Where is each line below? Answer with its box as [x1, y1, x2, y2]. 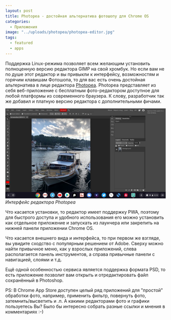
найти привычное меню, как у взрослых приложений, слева [5, 246, 137, 252]
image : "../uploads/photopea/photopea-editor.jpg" [5, 30, 115, 35]
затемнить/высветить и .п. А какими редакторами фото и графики [5, 298, 150, 304]
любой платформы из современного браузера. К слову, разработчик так [5, 93, 164, 99]
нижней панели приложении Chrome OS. [5, 225, 94, 231]
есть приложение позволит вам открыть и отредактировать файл [5, 272, 149, 278]
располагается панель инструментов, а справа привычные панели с [5, 251, 155, 257]
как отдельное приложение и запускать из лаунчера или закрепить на [5, 220, 159, 226]
